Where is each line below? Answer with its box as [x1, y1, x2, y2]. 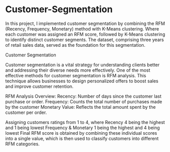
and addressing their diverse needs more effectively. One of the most [5, 67, 151, 73]
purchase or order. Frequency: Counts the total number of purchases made [5, 98, 162, 105]
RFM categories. [5, 141, 40, 147]
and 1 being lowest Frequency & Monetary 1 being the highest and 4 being [5, 125, 160, 131]
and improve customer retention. [5, 83, 74, 89]
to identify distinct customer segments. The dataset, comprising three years [5, 37, 164, 43]
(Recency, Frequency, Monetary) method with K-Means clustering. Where [5, 25, 159, 32]
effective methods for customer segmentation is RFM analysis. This [5, 72, 146, 78]
